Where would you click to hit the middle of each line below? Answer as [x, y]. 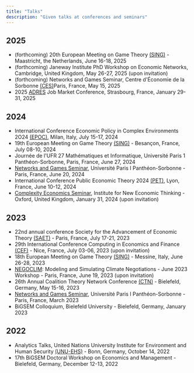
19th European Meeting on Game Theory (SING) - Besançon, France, [97, 143]
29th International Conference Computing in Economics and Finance [97, 244]
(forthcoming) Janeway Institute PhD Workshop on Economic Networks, [101, 67]
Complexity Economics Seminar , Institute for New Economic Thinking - [100, 193]
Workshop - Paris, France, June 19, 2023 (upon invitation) [84, 275]
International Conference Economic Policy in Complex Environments [96, 131]
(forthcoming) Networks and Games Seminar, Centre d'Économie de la [100, 80]
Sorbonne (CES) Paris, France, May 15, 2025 [67, 86]
